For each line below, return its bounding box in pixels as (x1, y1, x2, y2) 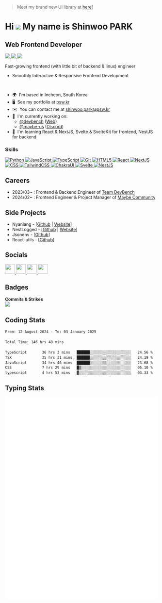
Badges (5, 284, 29, 292)
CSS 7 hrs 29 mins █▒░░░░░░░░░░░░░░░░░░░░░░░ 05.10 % (5, 365, 153, 370)
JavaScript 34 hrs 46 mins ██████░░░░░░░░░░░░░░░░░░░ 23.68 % (5, 360, 153, 365)
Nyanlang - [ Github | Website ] (12, 221, 72, 227)
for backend (12, 134, 37, 140)
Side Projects (5, 208, 46, 217)
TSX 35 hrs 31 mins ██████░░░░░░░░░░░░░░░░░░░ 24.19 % (5, 355, 153, 360)
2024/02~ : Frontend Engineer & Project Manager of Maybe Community (12, 194, 156, 201)
